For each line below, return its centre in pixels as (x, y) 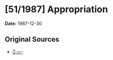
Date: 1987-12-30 (23, 23)
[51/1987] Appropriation (56, 9)
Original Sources (32, 39)
